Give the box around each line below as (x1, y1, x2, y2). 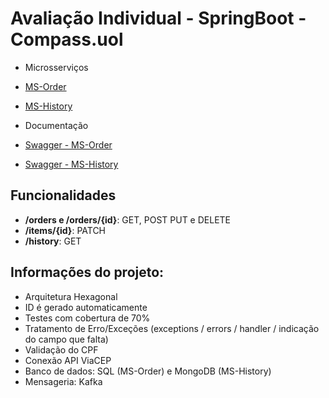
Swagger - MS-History (24, 158, 119, 170)
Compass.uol (10, 28, 124, 51)
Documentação (24, 119, 89, 131)
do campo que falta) (24, 333, 109, 345)
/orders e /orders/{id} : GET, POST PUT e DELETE (24, 213, 232, 226)
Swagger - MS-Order (24, 138, 113, 151)
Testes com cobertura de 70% (24, 312, 151, 324)
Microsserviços (24, 61, 89, 73)
